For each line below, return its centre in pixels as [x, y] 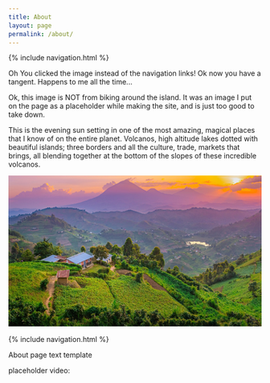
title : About [30, 17]
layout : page [30, 25]
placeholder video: [39, 371]
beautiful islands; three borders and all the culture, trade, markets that [124, 147]
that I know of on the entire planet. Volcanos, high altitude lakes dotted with [133, 139]
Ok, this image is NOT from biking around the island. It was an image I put [130, 97]
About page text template [50, 355]
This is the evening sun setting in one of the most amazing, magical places [132, 130]
